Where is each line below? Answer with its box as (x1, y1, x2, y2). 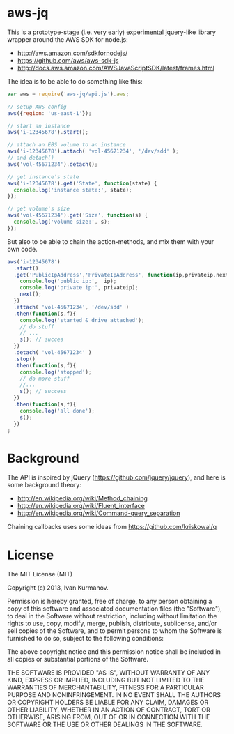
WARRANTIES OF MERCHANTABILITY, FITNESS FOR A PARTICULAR (7, 683, 204, 691)
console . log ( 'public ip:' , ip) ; (19, 277, 117, 285)
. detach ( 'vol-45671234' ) (13, 349, 92, 356)
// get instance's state (7, 173, 79, 181)
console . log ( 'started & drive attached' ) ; (19, 316, 145, 323)
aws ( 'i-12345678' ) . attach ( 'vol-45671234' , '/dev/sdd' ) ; (7, 148, 179, 155)
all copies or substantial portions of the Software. (7, 655, 148, 664)
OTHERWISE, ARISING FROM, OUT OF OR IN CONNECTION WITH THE (7, 713, 210, 721)
